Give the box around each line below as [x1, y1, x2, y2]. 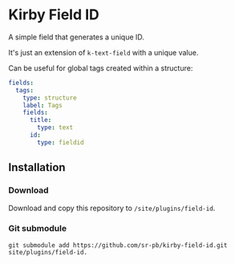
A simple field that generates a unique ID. [8, 32, 144, 42]
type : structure [22, 94, 78, 102]
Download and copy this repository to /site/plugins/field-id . [8, 203, 216, 213]
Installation [8, 160, 66, 174]
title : [29, 116, 52, 124]
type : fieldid [37, 138, 84, 146]
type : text [37, 124, 74, 132]
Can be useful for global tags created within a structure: [8, 63, 193, 73]
